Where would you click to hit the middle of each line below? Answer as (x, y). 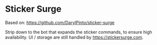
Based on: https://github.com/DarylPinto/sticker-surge (60, 22)
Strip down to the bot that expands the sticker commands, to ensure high (79, 32)
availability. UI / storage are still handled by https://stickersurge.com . (74, 37)
